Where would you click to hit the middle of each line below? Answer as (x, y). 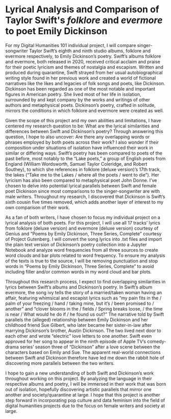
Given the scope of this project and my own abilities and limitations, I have (83, 120)
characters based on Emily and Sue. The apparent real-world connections (83, 352)
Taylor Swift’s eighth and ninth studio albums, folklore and (90, 51)
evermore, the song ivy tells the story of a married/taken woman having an (84, 292)
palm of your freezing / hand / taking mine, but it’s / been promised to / (80, 303)
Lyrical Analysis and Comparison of (82, 9)
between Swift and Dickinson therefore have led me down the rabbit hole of (85, 358)
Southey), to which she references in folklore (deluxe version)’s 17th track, (83, 169)
